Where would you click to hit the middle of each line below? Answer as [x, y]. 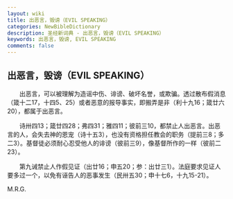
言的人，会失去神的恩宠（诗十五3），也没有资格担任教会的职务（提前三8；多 [116, 134]
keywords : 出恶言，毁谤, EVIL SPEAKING [62, 40]
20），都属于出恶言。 [37, 111]
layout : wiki [26, 14]
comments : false [31, 46]
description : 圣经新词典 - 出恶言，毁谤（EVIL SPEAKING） [86, 33]
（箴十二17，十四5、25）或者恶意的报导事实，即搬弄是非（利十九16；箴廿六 [116, 102]
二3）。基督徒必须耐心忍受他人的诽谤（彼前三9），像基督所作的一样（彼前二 [114, 143]
